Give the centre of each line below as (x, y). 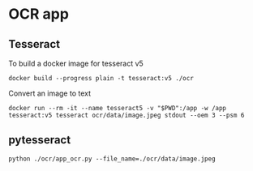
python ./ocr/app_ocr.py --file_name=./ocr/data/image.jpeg (112, 159)
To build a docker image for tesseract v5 (76, 63)
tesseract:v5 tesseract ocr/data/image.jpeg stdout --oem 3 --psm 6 (126, 115)
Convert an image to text (50, 93)
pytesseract (40, 140)
